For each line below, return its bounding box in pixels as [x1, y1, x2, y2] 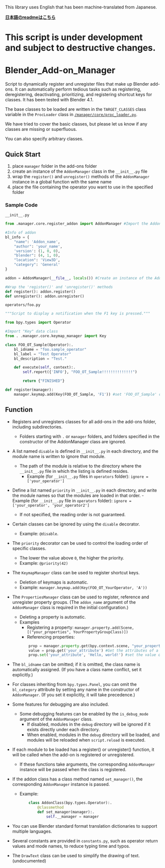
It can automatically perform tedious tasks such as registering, [15, 86, 141, 93]
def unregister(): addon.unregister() [5, 294, 84, 299]
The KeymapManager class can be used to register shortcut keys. [12, 569, 140, 575]
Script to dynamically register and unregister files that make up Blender [5, 81, 149, 87]
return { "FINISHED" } [23, 378, 65, 383]
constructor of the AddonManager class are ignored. [19, 438, 126, 444]
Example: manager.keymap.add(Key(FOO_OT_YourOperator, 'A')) [19, 584, 147, 590]
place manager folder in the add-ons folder [12, 163, 97, 169]
